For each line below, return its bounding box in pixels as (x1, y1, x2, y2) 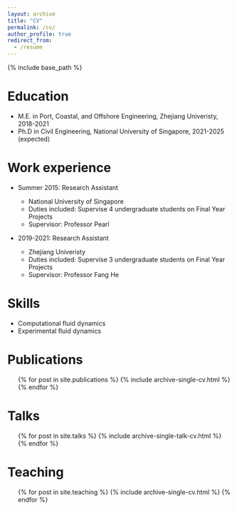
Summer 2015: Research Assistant (17, 183, 119, 191)
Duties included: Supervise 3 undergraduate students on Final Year (28, 255, 226, 264)
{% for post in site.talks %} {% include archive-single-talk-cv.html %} (17, 431, 222, 440)
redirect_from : (7, 37, 53, 44)
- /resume (14, 44, 43, 51)
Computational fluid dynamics (17, 319, 106, 327)
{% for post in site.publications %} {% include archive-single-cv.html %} (17, 375, 231, 384)
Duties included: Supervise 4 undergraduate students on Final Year (28, 204, 226, 213)
